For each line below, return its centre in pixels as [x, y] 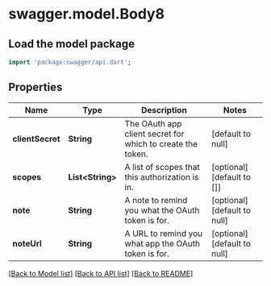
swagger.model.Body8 [87, 14]
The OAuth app [153, 123]
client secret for [154, 134]
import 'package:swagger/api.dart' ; [70, 62]
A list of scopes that [162, 167]
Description [164, 110]
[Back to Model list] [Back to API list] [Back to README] [101, 273]
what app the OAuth [162, 243]
